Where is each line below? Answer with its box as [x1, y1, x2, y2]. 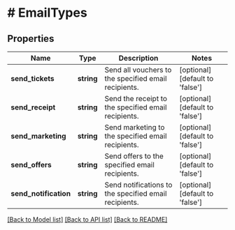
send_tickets [10, 74, 55, 83]
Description [118, 54, 159, 63]
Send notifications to [104, 180, 173, 190]
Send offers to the [104, 151, 164, 161]
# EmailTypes [7, 5, 87, 21]
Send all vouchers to [104, 65, 172, 75]
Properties [7, 33, 55, 45]
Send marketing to [104, 123, 165, 132]
